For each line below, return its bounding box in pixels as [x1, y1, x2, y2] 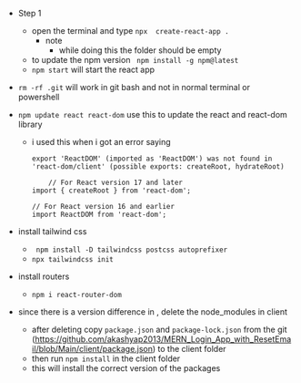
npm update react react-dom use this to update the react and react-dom [17, 109, 288, 119]
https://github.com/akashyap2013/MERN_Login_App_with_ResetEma [35, 334, 292, 345]
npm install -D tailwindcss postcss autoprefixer [35, 245, 228, 254]
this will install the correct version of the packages [31, 363, 221, 373]
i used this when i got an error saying [31, 137, 171, 147]
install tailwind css [17, 226, 87, 236]
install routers [17, 271, 70, 282]
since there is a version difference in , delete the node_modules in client [17, 306, 288, 317]
